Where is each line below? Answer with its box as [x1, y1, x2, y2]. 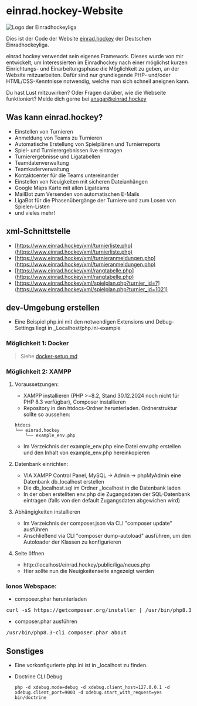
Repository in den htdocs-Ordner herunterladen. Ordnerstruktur [23, 404, 178, 411]
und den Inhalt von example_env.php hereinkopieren [23, 449, 150, 456]
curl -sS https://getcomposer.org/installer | [6, 607, 142, 614]
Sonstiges [6, 646, 44, 656]
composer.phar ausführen [14, 618, 78, 625]
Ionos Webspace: [6, 582, 57, 590]
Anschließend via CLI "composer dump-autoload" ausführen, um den [23, 532, 191, 539]
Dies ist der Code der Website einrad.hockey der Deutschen [6, 35, 151, 42]
